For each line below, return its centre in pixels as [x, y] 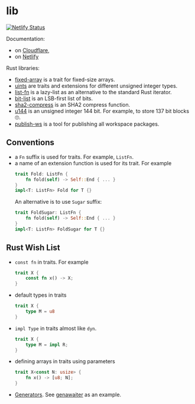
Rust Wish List [33, 248]
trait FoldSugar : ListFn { [48, 213]
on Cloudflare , [32, 50]
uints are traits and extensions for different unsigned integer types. [96, 86]
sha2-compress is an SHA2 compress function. [72, 104]
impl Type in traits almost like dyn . [56, 328]
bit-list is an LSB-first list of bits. [54, 98]
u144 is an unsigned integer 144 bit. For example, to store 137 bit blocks [102, 111]
